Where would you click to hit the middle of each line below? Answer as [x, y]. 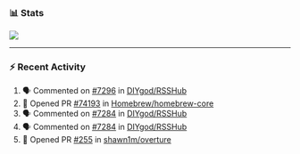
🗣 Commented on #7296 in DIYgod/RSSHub [104, 90]
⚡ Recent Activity [48, 67]
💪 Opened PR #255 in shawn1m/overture [96, 139]
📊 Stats [27, 12]
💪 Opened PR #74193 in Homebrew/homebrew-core [118, 103]
